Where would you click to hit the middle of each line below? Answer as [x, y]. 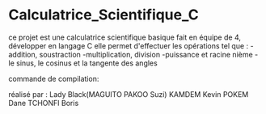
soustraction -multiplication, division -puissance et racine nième [146, 54]
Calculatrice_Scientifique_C [104, 15]
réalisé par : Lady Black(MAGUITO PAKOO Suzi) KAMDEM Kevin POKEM [129, 94]
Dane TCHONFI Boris [44, 103]
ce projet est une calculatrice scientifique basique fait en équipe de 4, [125, 37]
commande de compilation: [54, 78]
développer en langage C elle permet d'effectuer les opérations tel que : [129, 45]
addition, [23, 54]
